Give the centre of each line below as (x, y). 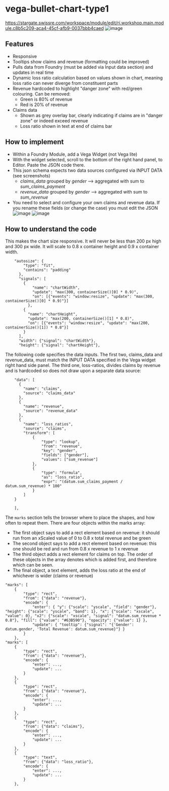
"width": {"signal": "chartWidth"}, (57, 341)
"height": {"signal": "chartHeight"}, (59, 345)
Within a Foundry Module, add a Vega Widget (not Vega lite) (75, 154)
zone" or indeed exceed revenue (54, 121)
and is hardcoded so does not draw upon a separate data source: (73, 371)
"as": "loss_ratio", (63, 477)
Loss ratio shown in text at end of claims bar (66, 126)
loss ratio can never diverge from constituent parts (65, 83)
